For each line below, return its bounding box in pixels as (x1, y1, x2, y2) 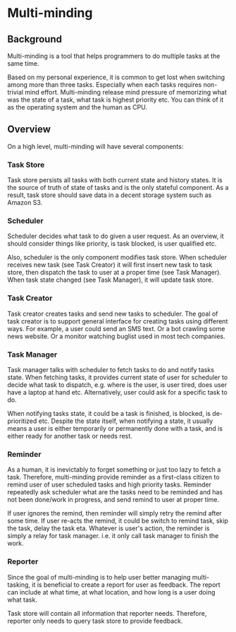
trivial (7, 88, 23, 96)
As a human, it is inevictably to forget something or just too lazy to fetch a (7, 465, 221, 474)
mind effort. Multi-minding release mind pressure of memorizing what (24, 88, 228, 96)
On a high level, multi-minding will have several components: (7, 142, 184, 150)
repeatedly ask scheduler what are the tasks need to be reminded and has (7, 488, 223, 496)
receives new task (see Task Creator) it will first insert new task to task (7, 261, 213, 269)
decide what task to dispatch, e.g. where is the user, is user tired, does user (7, 381, 228, 389)
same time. (7, 59, 40, 68)
